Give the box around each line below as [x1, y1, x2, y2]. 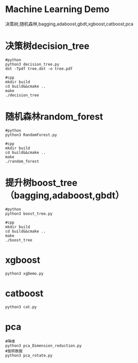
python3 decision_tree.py [5, 62, 59, 67]
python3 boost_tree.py [5, 211, 53, 216]
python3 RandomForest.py [5, 132, 57, 137]
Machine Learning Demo [5, 4, 109, 15]
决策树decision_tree [5, 40, 89, 52]
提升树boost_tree [5, 177, 78, 189]
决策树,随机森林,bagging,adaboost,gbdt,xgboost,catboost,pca [5, 21, 134, 27]
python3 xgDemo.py [5, 271, 44, 276]
